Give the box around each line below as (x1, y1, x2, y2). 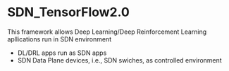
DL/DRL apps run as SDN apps (17, 49, 107, 57)
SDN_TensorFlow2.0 (7, 4, 130, 20)
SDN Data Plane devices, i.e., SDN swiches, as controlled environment (17, 56, 222, 64)
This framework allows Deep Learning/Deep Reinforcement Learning (7, 27, 207, 36)
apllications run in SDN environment (7, 34, 111, 43)
